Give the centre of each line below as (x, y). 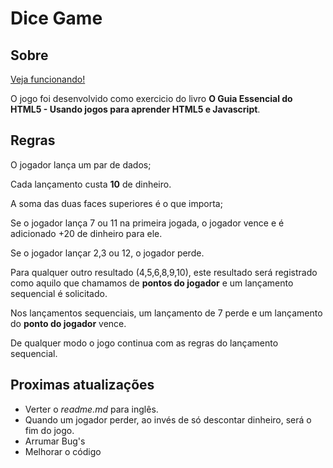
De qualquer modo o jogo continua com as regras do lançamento (144, 343)
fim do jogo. (49, 430)
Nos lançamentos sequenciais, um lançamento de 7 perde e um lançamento (166, 313)
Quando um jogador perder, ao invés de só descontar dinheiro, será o (168, 419)
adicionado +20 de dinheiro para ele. (86, 233)
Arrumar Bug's (55, 441)
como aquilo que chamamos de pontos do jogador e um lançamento (152, 283)
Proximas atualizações (82, 385)
